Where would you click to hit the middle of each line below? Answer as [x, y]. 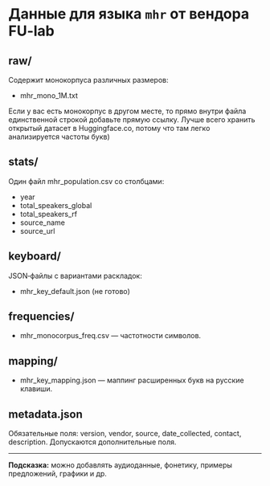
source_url [37, 231]
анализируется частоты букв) [59, 137]
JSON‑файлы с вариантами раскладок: [75, 276]
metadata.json [45, 414]
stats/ [23, 162]
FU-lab [31, 31]
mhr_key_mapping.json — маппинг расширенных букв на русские [132, 380]
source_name [43, 223]
